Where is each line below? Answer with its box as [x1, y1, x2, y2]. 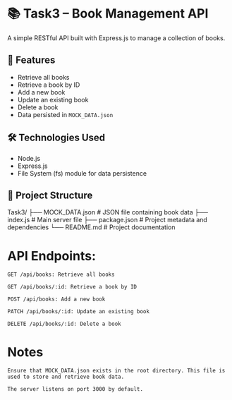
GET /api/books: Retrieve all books [7, 271, 115, 279]
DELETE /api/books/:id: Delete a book [7, 320, 121, 328]
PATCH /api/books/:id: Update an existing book [7, 308, 150, 315]
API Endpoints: [7, 248, 97, 264]
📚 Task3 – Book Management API [7, 6, 209, 22]
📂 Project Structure [7, 189, 93, 201]
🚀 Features [7, 54, 56, 66]
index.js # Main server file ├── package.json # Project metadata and [7, 216, 208, 224]
